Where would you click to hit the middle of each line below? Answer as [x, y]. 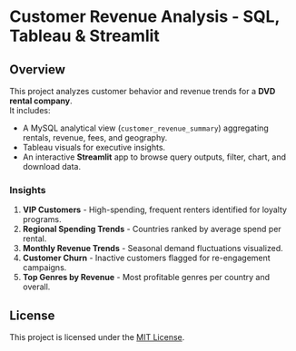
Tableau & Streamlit [85, 36]
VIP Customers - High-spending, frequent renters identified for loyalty [155, 210]
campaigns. [44, 268]
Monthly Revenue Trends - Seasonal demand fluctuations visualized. [153, 249]
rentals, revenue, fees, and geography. [95, 137]
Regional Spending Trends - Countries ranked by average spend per [152, 229]
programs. [42, 219]
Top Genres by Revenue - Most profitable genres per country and [146, 278]
